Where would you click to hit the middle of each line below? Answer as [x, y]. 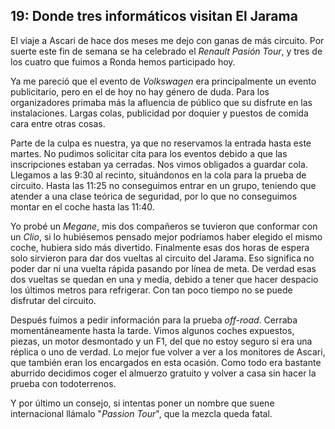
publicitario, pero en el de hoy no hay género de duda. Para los [140, 91]
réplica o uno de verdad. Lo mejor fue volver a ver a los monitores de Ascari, [168, 351]
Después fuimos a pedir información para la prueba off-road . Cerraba [154, 320]
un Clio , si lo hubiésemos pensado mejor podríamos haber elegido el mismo [166, 236]
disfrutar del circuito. [53, 300]
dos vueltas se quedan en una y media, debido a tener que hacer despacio [164, 279]
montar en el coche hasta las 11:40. [82, 206]
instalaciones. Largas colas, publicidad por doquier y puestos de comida [159, 113]
